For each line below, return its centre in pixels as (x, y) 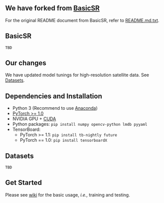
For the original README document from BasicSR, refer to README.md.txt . (82, 20)
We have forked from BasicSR (52, 8)
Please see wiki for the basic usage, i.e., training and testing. (67, 194)
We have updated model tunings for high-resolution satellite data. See (77, 75)
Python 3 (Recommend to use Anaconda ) (55, 108)
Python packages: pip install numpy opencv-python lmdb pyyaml (80, 124)
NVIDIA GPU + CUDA (34, 119)
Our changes (26, 63)
